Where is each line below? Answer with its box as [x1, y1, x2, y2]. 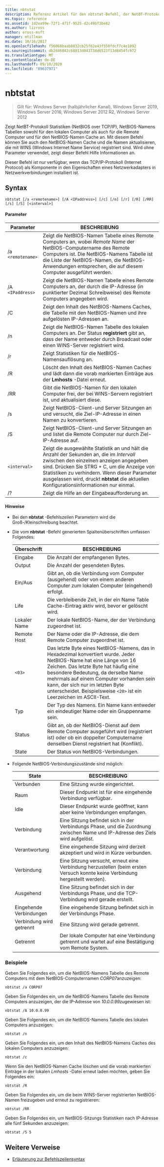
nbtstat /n [5, 1032, 27, 1037]
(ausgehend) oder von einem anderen [47, 576, 134, 583]
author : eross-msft [5, 30, 45, 35]
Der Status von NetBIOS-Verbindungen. [47, 748, 139, 755]
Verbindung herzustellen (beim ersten [60, 863, 147, 870]
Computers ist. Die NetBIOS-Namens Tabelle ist [42, 251, 153, 257]
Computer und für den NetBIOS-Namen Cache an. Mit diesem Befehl [5, 134, 143, 140]
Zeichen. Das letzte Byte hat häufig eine [47, 663, 139, 670]
